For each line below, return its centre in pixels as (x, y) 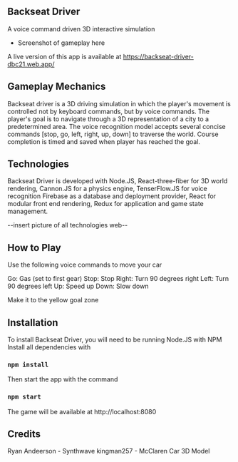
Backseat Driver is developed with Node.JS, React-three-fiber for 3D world (118, 181)
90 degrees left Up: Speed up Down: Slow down (78, 286)
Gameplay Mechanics (57, 87)
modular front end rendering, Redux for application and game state (106, 204)
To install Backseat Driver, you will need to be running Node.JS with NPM (115, 340)
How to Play (35, 248)
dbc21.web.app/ (31, 64)
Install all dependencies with (49, 347)
